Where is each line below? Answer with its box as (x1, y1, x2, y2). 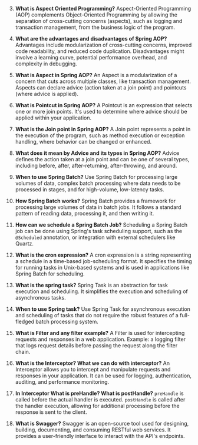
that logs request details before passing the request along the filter (15, 342, 178, 349)
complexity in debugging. (15, 60, 77, 67)
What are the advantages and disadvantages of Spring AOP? (15, 35, 167, 42)
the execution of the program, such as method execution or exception (15, 132, 185, 139)
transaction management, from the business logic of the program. (15, 24, 176, 31)
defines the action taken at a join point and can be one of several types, (15, 156, 190, 162)
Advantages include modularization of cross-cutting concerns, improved (15, 41, 192, 48)
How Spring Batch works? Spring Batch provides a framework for (15, 197, 176, 204)
